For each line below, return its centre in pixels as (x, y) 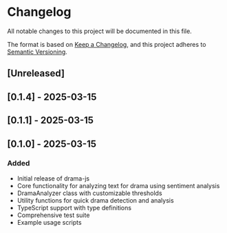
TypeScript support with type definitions (74, 207)
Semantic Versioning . (37, 52)
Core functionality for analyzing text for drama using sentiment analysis (118, 185)
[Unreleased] (36, 73)
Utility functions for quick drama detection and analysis (95, 200)
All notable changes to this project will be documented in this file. (100, 31)
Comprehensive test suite (53, 215)
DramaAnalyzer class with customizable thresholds (90, 193)
